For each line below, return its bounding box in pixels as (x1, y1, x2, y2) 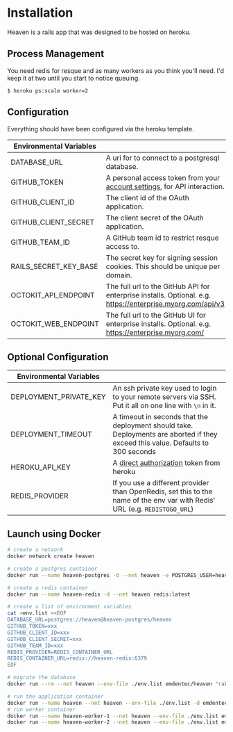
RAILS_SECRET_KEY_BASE (10, 261, 98, 271)
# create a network (7, 546, 64, 553)
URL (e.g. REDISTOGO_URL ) (112, 504, 194, 514)
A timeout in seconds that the (112, 412, 209, 422)
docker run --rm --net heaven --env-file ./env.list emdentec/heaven (7, 681, 213, 688)
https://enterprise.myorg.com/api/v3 (105, 299, 225, 309)
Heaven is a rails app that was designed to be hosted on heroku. (7, 28, 191, 36)
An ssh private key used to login (112, 384, 217, 393)
